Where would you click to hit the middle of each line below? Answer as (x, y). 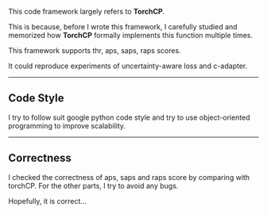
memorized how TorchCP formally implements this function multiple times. (130, 35)
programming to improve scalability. (67, 125)
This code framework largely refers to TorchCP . (87, 11)
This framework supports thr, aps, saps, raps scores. (95, 50)
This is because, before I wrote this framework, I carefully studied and (123, 27)
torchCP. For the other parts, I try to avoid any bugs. (93, 185)
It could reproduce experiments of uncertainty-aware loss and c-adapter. (128, 66)
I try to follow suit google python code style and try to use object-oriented (129, 117)
